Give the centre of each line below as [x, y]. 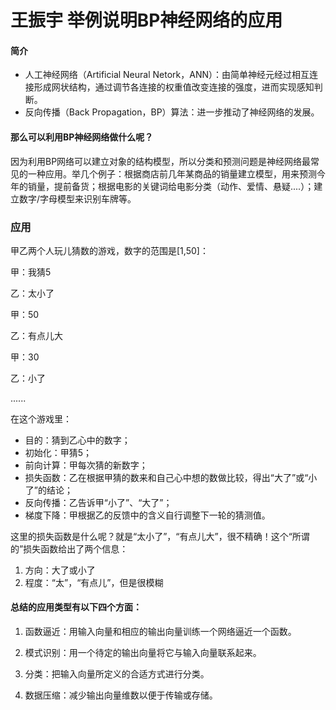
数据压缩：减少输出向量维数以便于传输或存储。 [121, 695]
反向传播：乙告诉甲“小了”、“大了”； [98, 502]
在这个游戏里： [41, 418]
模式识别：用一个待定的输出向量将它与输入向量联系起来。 [143, 653]
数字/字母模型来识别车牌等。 [77, 198]
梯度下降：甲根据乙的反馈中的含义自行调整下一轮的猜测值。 [147, 515]
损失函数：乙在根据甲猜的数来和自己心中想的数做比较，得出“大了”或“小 [171, 477]
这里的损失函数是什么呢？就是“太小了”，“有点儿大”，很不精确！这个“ [151, 536]
